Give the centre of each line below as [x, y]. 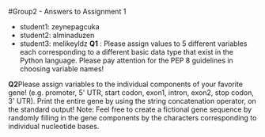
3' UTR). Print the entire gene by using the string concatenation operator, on [132, 101]
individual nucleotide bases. [54, 126]
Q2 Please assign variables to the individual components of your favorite [126, 84]
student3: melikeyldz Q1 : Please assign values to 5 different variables [133, 44]
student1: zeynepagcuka [59, 27]
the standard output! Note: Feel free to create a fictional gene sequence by [130, 109]
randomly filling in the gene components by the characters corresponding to [132, 118]
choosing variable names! [62, 69]
